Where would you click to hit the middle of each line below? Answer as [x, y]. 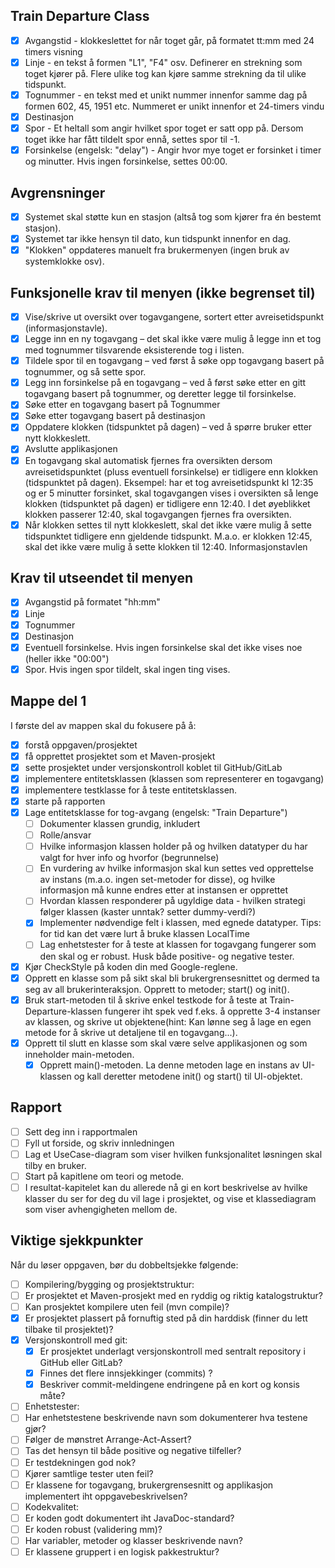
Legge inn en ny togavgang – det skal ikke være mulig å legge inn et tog [173, 339]
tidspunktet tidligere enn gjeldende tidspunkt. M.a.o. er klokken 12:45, [168, 536]
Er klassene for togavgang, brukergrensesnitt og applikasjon [149, 1485]
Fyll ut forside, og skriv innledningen [99, 1143]
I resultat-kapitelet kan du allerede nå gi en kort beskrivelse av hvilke [166, 1187]
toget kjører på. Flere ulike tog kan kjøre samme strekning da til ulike [165, 73]
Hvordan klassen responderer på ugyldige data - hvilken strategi [172, 901]
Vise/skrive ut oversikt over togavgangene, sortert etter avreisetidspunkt [174, 317]
